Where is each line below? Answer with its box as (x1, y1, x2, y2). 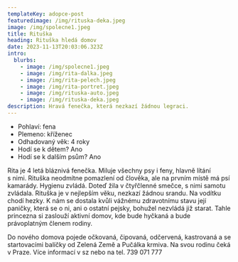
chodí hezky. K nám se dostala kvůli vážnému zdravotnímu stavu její (7, 196, 207, 204)
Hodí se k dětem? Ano (17, 145, 83, 153)
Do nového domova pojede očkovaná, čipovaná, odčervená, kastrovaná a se (7, 232, 232, 241)
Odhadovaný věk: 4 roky (17, 137, 90, 146)
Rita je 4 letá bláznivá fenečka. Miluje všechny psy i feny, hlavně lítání (7, 166, 211, 175)
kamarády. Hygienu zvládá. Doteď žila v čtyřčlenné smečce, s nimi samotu (7, 181, 226, 190)
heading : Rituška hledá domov (7, 37, 97, 44)
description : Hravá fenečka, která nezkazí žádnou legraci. (7, 103, 190, 110)
